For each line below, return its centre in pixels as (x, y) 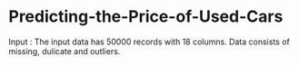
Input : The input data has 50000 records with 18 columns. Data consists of (149, 42)
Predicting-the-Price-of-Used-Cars (146, 17)
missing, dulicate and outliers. (65, 51)
